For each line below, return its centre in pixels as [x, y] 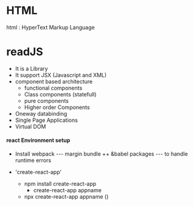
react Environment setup [38, 141]
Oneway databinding [41, 113]
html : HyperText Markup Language [51, 27]
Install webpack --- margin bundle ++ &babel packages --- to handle [102, 154]
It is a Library [32, 68]
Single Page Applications [46, 120]
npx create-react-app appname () [66, 197]
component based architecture [54, 81]
